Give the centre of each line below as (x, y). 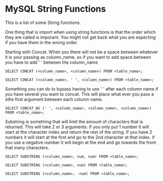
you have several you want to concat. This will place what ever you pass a (80, 94)
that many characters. (27, 147)
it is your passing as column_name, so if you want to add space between (78, 57)
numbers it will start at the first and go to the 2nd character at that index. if (80, 137)
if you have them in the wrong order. (41, 42)
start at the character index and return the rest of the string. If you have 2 (79, 132)
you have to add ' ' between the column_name (52, 62)
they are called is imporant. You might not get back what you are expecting (81, 37)
